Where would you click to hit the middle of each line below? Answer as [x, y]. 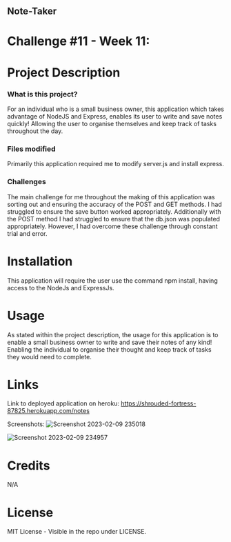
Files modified [32, 149]
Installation [40, 261]
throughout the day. [35, 131]
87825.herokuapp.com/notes [48, 411]
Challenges [27, 182]
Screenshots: [26, 424]
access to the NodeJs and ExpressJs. [61, 288]
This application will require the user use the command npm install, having [113, 280]
